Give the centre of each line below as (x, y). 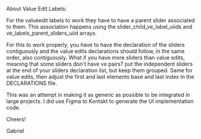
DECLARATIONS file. (32, 83)
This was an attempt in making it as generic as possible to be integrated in (98, 95)
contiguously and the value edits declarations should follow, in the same (95, 51)
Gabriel (15, 131)
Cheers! (16, 119)
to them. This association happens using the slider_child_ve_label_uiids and (99, 27)
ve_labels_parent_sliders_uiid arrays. (52, 33)
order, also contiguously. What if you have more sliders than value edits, (96, 57)
